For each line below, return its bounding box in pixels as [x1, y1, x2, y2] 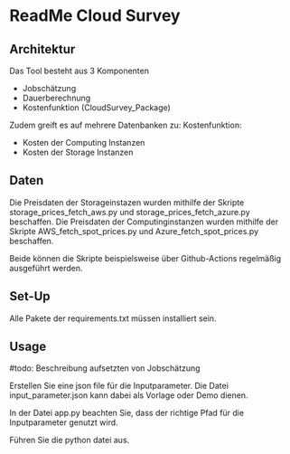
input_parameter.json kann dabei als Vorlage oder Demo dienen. [9, 390, 248, 401]
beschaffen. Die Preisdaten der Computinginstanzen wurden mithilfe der [9, 216, 278, 227]
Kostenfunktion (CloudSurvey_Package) [22, 102, 172, 113]
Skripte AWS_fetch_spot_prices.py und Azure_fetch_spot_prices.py [9, 225, 259, 236]
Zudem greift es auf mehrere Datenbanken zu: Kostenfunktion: [9, 119, 242, 130]
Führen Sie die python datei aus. [9, 435, 130, 446]
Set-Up [9, 288, 51, 304]
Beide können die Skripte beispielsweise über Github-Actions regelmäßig [9, 252, 282, 263]
